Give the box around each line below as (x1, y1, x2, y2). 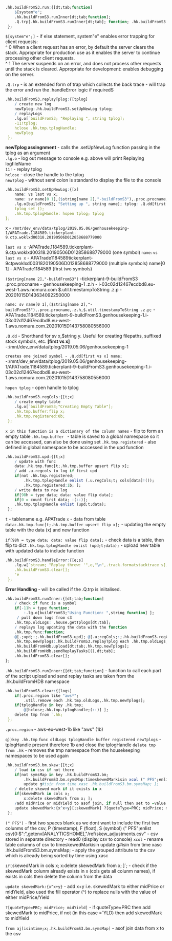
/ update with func (14, 459, 56, 464)
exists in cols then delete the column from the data (5, 873, 113, 879)
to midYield (5, 915, 29, 921)
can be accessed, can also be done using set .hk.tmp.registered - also (5, 438, 157, 445)
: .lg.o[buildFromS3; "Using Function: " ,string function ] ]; (24, 611, 155, 616)
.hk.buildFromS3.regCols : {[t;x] (5, 395, 74, 400)
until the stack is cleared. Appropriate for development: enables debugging (5, 66, 164, 72)
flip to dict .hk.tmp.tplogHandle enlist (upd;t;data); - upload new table (5, 542, 160, 548)
